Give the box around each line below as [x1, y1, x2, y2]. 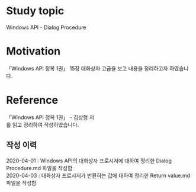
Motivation [6, 44, 61, 58]
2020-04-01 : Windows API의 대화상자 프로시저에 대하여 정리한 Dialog [6, 157, 172, 164]
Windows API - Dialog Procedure [6, 24, 86, 31]
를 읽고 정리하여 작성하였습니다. [6, 121, 79, 128]
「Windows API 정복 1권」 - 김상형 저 [6, 114, 95, 121]
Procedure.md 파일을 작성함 [6, 164, 73, 171]
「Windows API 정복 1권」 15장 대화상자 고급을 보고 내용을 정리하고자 [6, 65, 168, 72]
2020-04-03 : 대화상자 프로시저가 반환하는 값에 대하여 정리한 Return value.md [6, 172, 191, 179]
